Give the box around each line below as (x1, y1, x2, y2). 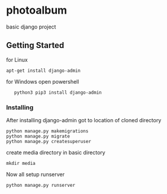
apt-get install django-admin (6, 68, 81, 74)
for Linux (6, 56, 28, 63)
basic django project (6, 23, 56, 30)
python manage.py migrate (6, 133, 70, 139)
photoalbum (6, 4, 68, 17)
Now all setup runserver (6, 171, 65, 178)
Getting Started (6, 40, 65, 50)
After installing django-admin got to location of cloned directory (6, 117, 162, 124)
